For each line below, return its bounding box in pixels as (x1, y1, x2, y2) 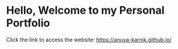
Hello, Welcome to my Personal (6, 4, 165, 17)
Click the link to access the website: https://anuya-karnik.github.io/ (6, 36, 172, 43)
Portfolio (6, 16, 50, 30)
